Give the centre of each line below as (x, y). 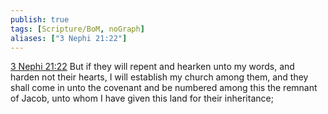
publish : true (40, 19)
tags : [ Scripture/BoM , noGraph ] (77, 29)
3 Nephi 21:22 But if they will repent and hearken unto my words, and (152, 67)
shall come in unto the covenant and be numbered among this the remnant (164, 88)
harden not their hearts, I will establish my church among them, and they (159, 77)
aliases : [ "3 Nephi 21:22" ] (69, 38)
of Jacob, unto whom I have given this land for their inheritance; (142, 98)
